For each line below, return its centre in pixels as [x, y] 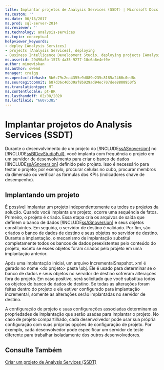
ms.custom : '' [20, 14]
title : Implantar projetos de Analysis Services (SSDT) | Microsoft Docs [82, 10]
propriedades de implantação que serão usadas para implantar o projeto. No [82, 314]
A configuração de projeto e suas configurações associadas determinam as [81, 309]
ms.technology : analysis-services [40, 32]
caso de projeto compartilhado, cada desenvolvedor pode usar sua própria [81, 319]
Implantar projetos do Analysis [69, 125]
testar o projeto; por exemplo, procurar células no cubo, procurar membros [81, 170]
